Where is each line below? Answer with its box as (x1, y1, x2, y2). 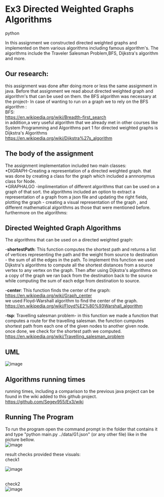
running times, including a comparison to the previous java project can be (5, 388, 155, 394)
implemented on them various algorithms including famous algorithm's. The (5, 45, 159, 51)
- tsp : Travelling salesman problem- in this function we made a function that (5, 313, 159, 319)
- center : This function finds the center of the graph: (5, 287, 111, 294)
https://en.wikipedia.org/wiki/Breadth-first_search (5, 114, 107, 120)
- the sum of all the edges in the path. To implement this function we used (5, 257, 155, 263)
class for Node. (5, 178, 36, 184)
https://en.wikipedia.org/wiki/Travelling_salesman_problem (5, 333, 125, 339)
